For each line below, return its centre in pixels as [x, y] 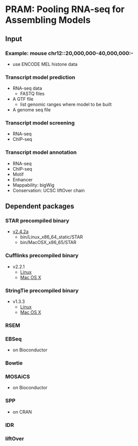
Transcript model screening [40, 123]
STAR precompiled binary [37, 221]
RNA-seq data [27, 88]
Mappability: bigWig [33, 185]
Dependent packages [40, 206]
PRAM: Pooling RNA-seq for [65, 9]
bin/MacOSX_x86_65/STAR [48, 242]
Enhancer [22, 179]
